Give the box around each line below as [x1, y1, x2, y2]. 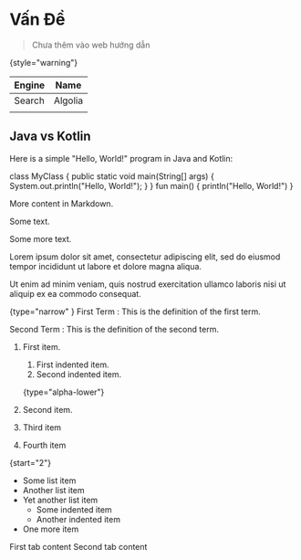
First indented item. [36, 359, 109, 370]
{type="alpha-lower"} [22, 386, 105, 397]
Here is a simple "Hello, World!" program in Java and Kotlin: [9, 153, 234, 164]
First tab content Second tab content [9, 541, 148, 552]
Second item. [22, 404, 73, 415]
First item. [22, 341, 61, 352]
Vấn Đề [9, 9, 66, 30]
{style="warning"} [9, 57, 78, 68]
